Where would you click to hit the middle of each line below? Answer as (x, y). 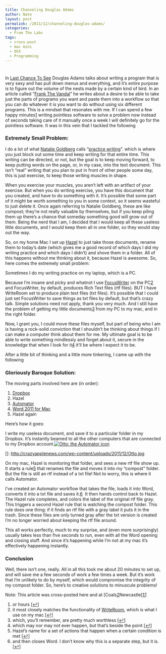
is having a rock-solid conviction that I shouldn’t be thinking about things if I (82, 329)
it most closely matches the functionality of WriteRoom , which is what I (84, 610)
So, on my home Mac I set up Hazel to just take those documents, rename (81, 242)
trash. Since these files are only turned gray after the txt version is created (81, 515)
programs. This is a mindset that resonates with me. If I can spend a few (79, 109)
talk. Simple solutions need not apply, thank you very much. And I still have (82, 303)
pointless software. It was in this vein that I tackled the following (70, 125)
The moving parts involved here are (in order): (52, 383)
